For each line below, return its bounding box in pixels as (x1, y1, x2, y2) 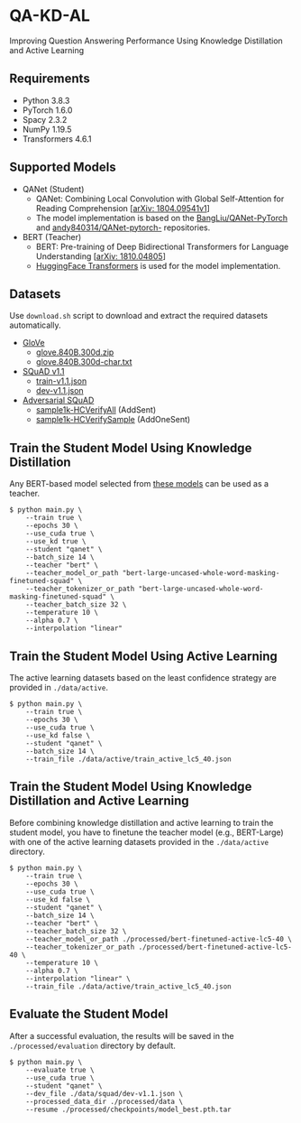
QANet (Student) (22, 183, 85, 194)
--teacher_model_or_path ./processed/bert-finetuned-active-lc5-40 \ (25, 934, 293, 943)
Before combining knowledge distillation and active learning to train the (9, 817, 274, 828)
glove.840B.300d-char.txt (35, 357, 132, 367)
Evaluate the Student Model (9, 1007, 169, 1022)
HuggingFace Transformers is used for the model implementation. (35, 260, 281, 271)
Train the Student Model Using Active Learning (9, 648, 278, 664)
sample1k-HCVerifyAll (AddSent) (35, 404, 156, 415)
